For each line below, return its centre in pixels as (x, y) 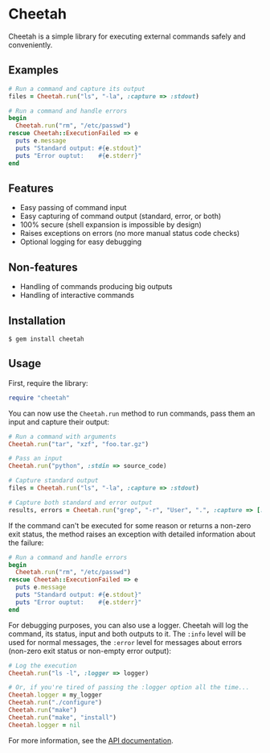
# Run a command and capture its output (77, 89)
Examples (33, 70)
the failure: (26, 542)
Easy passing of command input (73, 208)
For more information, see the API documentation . (91, 740)
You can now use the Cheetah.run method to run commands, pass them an (132, 413)
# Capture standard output (53, 481)
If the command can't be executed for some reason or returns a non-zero (130, 525)
